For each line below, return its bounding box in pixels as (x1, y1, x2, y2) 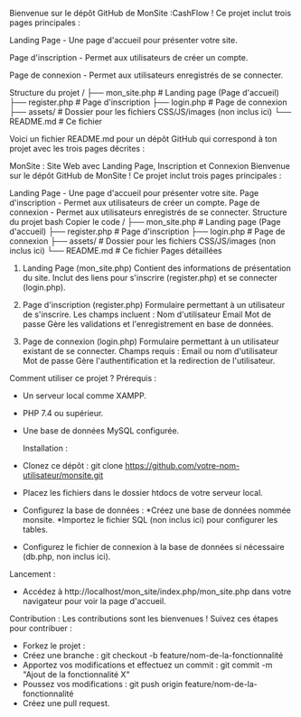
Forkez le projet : (22, 640, 86, 651)
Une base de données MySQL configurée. (22, 425, 180, 436)
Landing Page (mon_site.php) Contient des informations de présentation (22, 263, 291, 274)
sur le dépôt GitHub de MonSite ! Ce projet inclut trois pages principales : (9, 171, 282, 181)
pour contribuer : (9, 623, 72, 633)
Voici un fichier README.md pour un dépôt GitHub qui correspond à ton (9, 134, 277, 144)
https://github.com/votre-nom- (125, 461, 240, 470)
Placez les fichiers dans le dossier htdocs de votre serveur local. (22, 488, 264, 498)
